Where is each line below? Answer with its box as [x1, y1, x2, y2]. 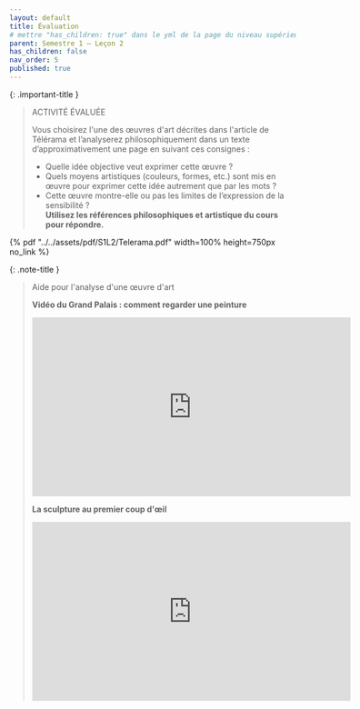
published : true [9, 65, 71, 74]
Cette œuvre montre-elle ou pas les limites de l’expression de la [45, 190, 285, 201]
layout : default [9, 13, 71, 23]
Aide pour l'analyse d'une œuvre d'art [31, 281, 175, 292]
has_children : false [9, 47, 88, 56]
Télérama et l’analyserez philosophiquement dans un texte [31, 134, 250, 145]
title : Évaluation [9, 22, 79, 31]
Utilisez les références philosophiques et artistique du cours [45, 209, 279, 220]
